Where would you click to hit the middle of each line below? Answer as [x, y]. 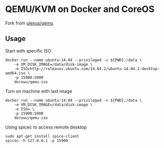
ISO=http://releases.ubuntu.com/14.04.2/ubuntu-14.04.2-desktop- [90, 68]
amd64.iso [15, 73]
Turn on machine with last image [39, 91]
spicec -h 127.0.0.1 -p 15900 [37, 140]
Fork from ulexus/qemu [29, 23]
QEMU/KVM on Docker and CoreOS [80, 9]
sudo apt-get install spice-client [42, 136]
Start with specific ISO [28, 50]
